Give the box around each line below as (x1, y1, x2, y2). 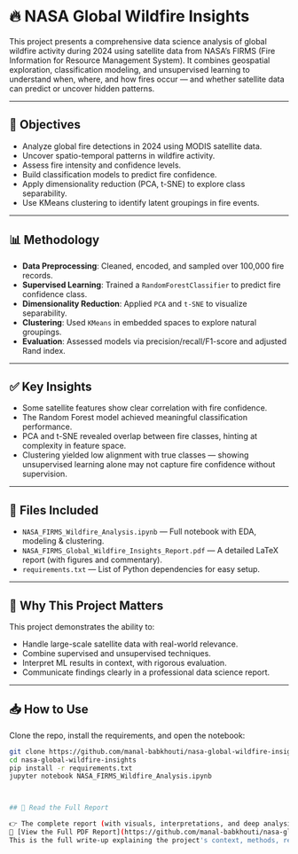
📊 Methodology (9, 232, 100, 247)
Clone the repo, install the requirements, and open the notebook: (9, 730, 246, 740)
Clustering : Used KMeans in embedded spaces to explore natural (21, 317, 257, 327)
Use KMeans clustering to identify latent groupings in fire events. (21, 197, 260, 208)
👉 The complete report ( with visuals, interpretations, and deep (9, 819, 260, 828)
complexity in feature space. (21, 441, 127, 451)
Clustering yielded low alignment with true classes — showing (21, 450, 249, 460)
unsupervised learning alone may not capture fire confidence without (21, 459, 276, 470)
